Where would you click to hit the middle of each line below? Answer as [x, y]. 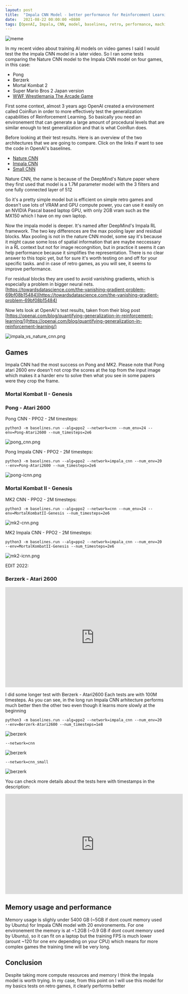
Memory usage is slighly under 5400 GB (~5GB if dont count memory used [84, 920]
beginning [16, 711]
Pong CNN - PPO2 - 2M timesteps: [42, 419]
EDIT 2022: [17, 565]
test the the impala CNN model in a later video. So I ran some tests [74, 54]
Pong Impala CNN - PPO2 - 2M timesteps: [49, 452]
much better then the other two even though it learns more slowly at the [80, 705]
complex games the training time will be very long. [58, 947]
